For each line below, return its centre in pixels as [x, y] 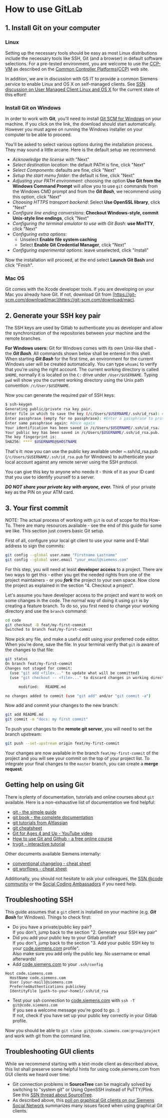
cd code [13, 620]
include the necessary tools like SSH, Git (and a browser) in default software [84, 58]
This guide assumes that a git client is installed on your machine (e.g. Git [81, 912]
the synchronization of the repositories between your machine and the [78, 333]
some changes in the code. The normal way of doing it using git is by [77, 600]
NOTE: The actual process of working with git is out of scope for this [76, 520]
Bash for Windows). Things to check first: [48, 917]
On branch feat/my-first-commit [39, 664]
